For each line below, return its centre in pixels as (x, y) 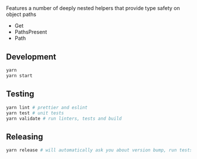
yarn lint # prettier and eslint (47, 107)
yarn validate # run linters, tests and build (64, 119)
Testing (20, 94)
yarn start (19, 76)
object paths (21, 15)
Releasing (25, 136)
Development (31, 57)
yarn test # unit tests (35, 113)
